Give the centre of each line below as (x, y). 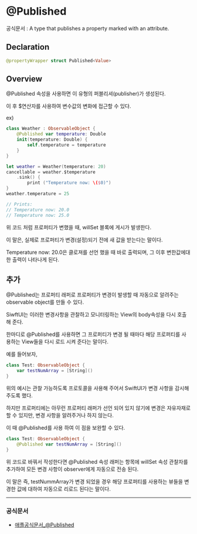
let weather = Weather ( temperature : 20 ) (56, 166)
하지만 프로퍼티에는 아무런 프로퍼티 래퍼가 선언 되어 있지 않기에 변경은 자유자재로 (98, 408)
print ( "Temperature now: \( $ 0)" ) (69, 183)
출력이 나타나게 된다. (36, 259)
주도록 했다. (20, 395)
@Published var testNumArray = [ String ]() (69, 444)
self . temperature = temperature (67, 145)
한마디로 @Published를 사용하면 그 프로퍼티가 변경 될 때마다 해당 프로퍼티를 (93, 334)
